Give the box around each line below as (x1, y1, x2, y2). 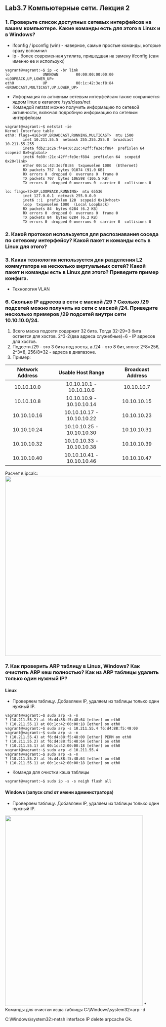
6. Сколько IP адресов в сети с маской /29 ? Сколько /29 (5, 298, 149, 305)
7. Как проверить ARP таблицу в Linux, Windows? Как (5, 663, 140, 670)
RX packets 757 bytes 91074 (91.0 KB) (23, 167, 105, 172)
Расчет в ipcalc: (5, 470, 39, 476)
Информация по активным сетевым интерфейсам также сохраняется (12, 93, 160, 99)
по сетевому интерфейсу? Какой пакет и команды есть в (5, 237, 151, 244)
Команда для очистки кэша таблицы (12, 769, 90, 775)
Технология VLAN (12, 286, 50, 292)
